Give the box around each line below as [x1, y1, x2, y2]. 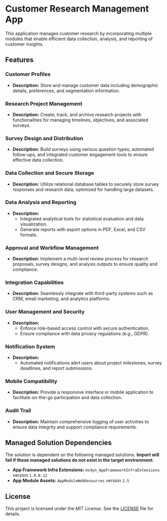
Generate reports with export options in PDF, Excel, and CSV [20, 226, 146, 232]
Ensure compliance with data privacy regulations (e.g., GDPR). [20, 330, 149, 336]
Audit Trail [5, 407, 31, 414]
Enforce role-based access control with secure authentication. [20, 325, 150, 331]
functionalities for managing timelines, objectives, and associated [12, 117, 148, 123]
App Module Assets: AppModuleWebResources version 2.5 [12, 478, 129, 484]
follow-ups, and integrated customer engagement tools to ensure [12, 152, 148, 158]
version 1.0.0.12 [12, 472, 48, 478]
